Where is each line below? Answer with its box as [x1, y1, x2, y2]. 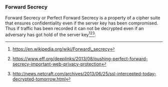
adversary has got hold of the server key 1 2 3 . [5, 31, 96, 37]
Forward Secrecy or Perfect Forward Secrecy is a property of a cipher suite [5, 15, 161, 21]
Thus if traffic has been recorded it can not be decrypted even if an [5, 25, 144, 31]
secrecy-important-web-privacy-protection [12, 61, 101, 67]
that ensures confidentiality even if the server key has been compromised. [5, 20, 158, 26]
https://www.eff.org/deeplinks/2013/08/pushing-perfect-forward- [12, 55, 148, 61]
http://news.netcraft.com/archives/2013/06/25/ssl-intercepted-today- [12, 70, 156, 76]
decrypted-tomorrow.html [12, 76, 66, 82]
